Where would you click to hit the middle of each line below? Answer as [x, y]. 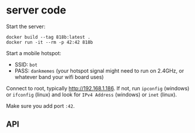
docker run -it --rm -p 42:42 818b [50, 42]
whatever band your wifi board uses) [59, 77]
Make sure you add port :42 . [41, 105]
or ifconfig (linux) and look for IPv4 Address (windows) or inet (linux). [92, 94]
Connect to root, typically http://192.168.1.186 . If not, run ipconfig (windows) [98, 88]
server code [36, 10]
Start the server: [26, 26]
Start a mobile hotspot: [34, 53]
